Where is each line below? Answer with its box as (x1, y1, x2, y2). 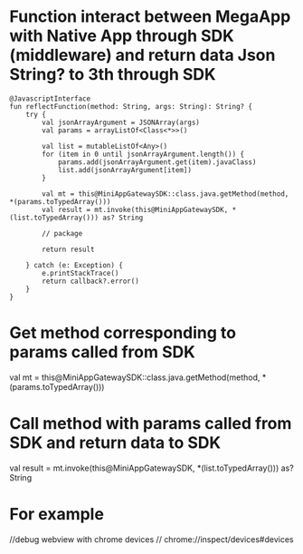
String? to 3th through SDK (9, 64, 216, 85)
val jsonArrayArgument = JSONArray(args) (42, 118, 201, 127)
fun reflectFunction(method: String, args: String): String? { (9, 102, 253, 111)
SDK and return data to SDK (9, 433, 222, 453)
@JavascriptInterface (9, 93, 91, 103)
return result (42, 245, 95, 254)
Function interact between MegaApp (9, 6, 291, 27)
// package (42, 228, 83, 238)
